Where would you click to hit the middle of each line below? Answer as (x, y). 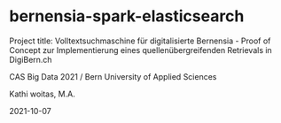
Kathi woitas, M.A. (42, 94)
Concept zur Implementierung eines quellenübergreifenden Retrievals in (140, 50)
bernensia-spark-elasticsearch (127, 16)
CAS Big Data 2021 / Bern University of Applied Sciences (113, 76)
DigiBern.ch (31, 59)
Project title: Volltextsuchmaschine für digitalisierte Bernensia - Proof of (140, 41)
